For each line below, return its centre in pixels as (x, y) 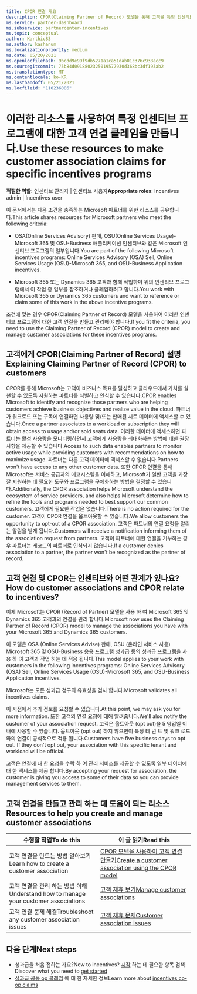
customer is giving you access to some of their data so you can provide (92, 777)
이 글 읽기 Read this (144, 840)
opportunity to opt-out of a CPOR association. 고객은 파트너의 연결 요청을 (93, 523)
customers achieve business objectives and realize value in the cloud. (90, 409)
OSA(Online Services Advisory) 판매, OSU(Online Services (85, 235)
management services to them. (44, 784)
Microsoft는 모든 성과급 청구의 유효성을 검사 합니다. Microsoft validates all (91, 690)
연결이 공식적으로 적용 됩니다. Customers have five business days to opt (101, 739)
